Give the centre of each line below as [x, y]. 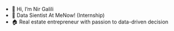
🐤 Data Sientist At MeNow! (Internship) [58, 15]
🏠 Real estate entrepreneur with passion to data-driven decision [90, 22]
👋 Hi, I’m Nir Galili [33, 9]
